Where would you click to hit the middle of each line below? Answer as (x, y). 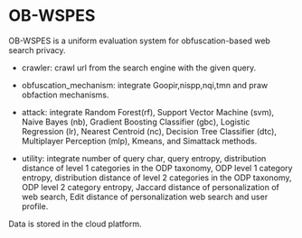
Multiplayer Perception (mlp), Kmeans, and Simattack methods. (139, 141)
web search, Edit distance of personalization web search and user (145, 197)
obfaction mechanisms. (65, 95)
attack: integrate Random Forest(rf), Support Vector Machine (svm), (148, 112)
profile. (35, 206)
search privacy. (37, 50)
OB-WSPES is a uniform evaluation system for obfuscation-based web (139, 41)
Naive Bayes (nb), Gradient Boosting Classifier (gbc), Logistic (136, 122)
